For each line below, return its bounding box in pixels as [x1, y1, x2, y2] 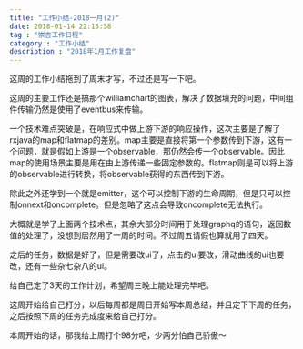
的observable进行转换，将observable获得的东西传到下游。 [9, 169, 229, 180]
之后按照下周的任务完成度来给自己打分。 [9, 311, 161, 322]
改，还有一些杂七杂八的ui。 [9, 261, 112, 272]
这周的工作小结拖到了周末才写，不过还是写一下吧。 [9, 74, 201, 85]
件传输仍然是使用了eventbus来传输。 [9, 104, 148, 115]
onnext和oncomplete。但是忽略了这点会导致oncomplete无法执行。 [16, 199, 268, 210]
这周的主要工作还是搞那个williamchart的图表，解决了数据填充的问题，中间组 [9, 93, 294, 104]
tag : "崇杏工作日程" [9, 30, 84, 39]
